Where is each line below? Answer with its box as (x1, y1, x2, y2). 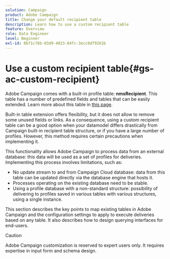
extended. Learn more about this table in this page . (5, 101, 113, 107)
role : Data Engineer (5, 31, 50, 36)
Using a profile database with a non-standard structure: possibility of (12, 185, 158, 192)
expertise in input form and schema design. (5, 247, 97, 253)
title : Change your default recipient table (5, 17, 102, 22)
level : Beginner (5, 36, 40, 41)
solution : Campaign (5, 7, 47, 13)
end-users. (5, 222, 29, 228)
